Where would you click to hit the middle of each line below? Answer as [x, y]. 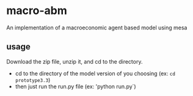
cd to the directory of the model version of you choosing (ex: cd [95, 73]
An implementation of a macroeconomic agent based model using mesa [97, 28]
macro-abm [37, 11]
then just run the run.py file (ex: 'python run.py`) [75, 86]
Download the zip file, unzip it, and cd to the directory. [75, 61]
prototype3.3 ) [33, 79]
